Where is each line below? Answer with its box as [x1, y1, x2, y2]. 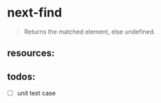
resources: [7, 47, 55, 59]
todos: [7, 71, 36, 82]
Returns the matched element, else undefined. [23, 27, 156, 36]
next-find [7, 5, 63, 21]
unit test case [17, 89, 56, 98]
